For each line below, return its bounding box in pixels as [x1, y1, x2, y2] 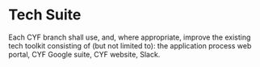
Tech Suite [8, 6, 82, 24]
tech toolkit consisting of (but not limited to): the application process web [8, 40, 252, 50]
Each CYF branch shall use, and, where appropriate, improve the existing [8, 32, 251, 42]
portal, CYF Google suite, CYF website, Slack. [8, 49, 161, 59]
